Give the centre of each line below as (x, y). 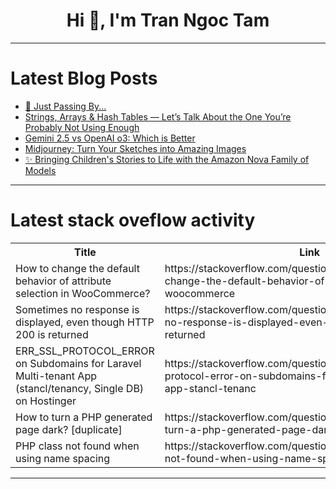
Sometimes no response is (77, 309)
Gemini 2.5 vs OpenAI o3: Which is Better (110, 138)
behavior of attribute (63, 281)
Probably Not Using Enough (82, 127)
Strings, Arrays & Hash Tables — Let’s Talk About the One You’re (158, 116)
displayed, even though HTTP (85, 322)
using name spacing (63, 458)
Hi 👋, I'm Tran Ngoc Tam (168, 20)
